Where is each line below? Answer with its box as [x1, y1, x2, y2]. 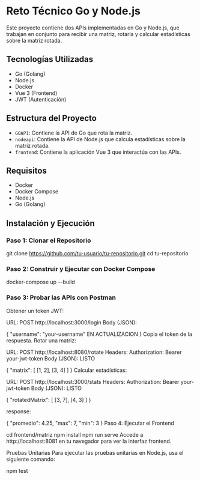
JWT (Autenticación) [14, 96, 67, 103]
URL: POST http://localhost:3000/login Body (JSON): [6, 318, 137, 326]
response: [6, 407, 31, 415]
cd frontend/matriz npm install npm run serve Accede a [6, 431, 144, 438]
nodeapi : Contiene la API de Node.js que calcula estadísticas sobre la [14, 135, 186, 142]
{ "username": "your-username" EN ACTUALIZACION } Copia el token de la [6, 330, 192, 338]
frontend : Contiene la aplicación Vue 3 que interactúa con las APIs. [14, 148, 181, 156]
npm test [6, 467, 28, 474]
